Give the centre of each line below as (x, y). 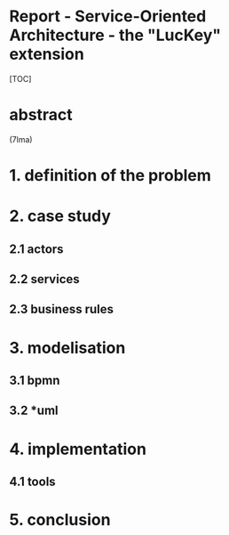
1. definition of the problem (110, 176)
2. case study (60, 216)
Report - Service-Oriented (108, 16)
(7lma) (21, 139)
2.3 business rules (61, 309)
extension (47, 54)
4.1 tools (32, 481)
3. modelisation (67, 348)
